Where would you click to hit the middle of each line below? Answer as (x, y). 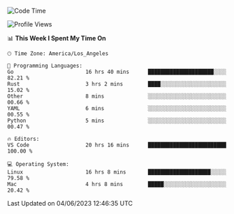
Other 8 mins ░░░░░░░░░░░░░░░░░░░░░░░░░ (117, 96)
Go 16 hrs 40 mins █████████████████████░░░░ (117, 72)
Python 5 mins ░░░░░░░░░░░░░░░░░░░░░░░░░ (117, 121)
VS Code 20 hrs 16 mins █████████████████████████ (117, 145)
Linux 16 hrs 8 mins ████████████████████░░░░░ (117, 172)
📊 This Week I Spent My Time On (57, 38)
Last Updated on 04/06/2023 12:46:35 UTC (70, 203)
